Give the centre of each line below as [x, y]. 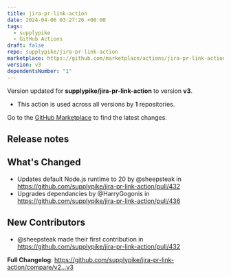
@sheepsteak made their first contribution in [80, 239]
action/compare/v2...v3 [41, 267]
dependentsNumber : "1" [40, 71]
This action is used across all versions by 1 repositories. [96, 104]
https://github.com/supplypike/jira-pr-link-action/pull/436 [99, 201]
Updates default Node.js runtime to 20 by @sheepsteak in [99, 179]
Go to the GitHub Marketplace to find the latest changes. [87, 117]
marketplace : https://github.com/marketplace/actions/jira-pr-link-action [117, 58]
